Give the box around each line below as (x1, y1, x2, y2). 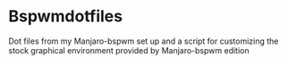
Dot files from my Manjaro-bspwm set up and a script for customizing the (8, 36, 279, 46)
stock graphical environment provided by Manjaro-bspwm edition (8, 45, 250, 55)
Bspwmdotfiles (8, 6, 123, 27)
